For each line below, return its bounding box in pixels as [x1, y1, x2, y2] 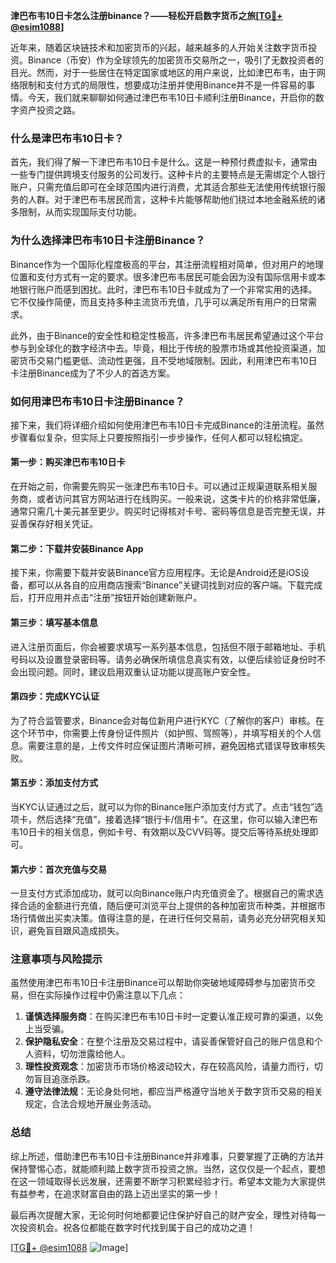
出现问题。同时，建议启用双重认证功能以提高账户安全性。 [18, 665, 256, 678]
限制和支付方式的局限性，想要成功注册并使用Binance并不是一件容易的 [18, 79, 307, 91]
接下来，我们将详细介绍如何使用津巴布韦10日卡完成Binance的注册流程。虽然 [10, 419, 325, 431]
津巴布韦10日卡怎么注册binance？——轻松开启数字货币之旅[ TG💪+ [10, 10, 283, 21]
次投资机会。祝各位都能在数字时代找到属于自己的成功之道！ [10, 1221, 256, 1233]
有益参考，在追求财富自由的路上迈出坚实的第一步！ [10, 1187, 221, 1199]
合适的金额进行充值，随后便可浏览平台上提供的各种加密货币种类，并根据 [18, 900, 317, 912]
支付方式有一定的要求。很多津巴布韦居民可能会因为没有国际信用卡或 [36, 270, 317, 283]
